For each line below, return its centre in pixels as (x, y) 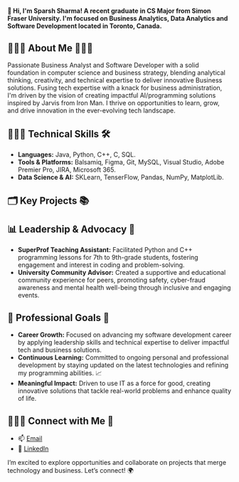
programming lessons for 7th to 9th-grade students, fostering (108, 258)
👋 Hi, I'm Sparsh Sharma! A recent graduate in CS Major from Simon (109, 11)
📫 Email (30, 439)
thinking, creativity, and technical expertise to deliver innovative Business (115, 80)
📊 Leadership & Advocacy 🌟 (71, 229)
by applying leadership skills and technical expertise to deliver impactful (123, 342)
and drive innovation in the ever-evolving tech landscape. (91, 110)
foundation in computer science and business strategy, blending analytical (116, 73)
